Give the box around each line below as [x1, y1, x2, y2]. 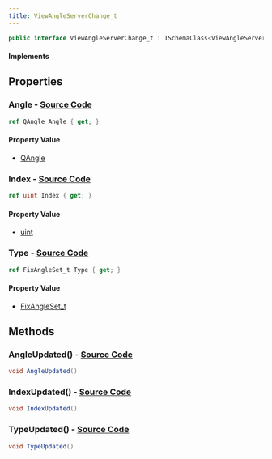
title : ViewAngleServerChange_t [8, 11, 117, 20]
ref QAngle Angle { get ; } [8, 117, 100, 125]
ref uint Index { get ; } [8, 192, 92, 200]
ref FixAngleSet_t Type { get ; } [8, 266, 121, 274]
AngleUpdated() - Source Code [8, 349, 134, 360]
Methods [8, 325, 55, 338]
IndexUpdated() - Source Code [8, 386, 132, 397]
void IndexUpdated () [8, 405, 79, 413]
